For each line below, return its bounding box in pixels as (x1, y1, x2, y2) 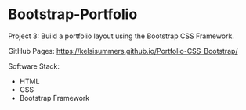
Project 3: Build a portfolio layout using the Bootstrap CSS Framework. (8, 31, 235, 41)
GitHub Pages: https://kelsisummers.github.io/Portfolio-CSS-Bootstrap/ (8, 46, 238, 55)
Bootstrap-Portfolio (8, 5, 138, 23)
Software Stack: (8, 61, 60, 71)
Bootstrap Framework (19, 93, 90, 102)
